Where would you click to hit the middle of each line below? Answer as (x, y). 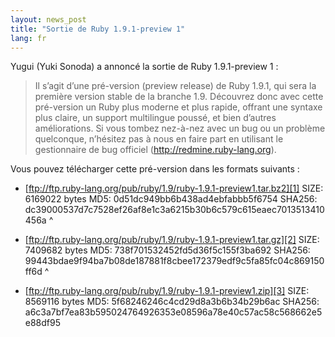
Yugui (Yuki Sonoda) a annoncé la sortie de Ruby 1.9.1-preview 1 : (144, 67)
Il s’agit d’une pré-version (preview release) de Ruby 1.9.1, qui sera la (175, 86)
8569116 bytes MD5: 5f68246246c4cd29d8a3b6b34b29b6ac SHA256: (172, 302)
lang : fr (28, 38)
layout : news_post (48, 19)
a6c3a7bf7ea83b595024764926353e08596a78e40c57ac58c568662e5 (173, 312)
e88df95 (43, 323)
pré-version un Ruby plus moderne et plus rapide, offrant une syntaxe (178, 107)
